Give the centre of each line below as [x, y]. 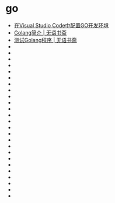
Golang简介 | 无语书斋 [40, 32]
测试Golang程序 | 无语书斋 [45, 40]
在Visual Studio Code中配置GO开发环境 [61, 25]
